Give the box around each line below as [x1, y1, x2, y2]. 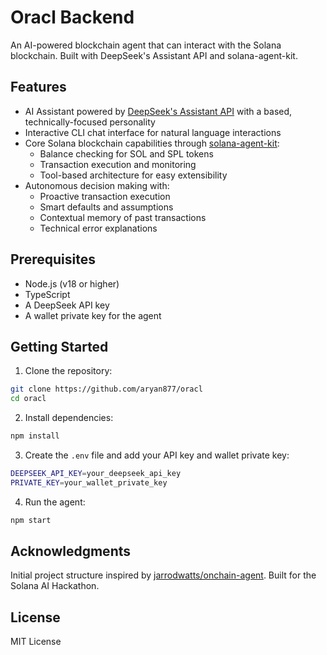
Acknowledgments [10, 543, 132, 560]
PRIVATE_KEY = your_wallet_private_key [10, 477, 168, 488]
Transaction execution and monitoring [39, 158, 197, 170]
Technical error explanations [39, 222, 158, 234]
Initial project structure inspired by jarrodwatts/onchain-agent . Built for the [10, 569, 317, 581]
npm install [10, 431, 60, 441]
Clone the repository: [24, 365, 113, 377]
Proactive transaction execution [39, 190, 171, 202]
